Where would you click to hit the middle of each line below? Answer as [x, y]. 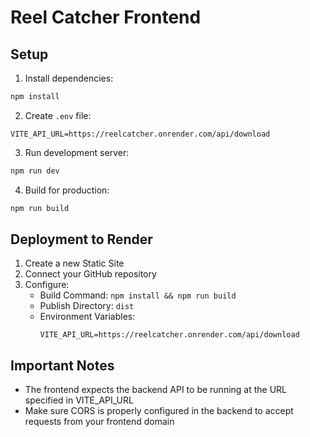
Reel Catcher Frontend [106, 17]
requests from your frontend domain [99, 422]
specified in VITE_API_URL [79, 400]
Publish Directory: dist [87, 306]
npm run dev [35, 171]
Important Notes [62, 365]
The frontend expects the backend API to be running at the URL [156, 390]
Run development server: [77, 152]
